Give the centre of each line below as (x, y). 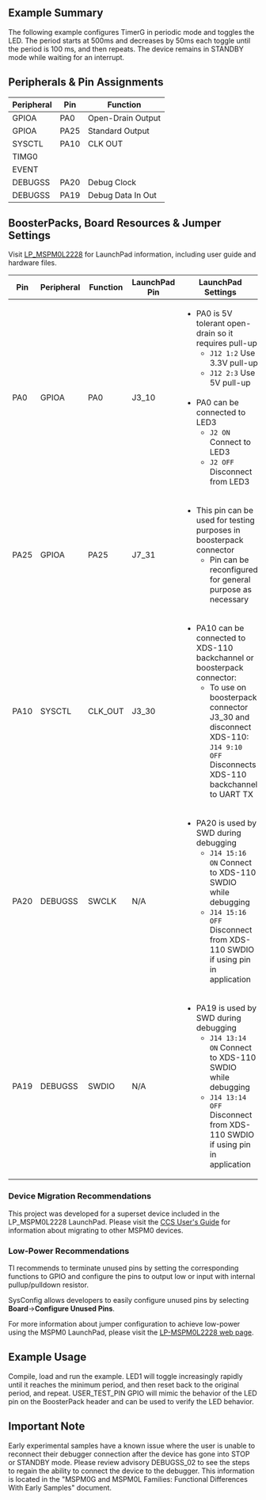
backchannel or (226, 658)
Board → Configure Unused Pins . (61, 1308)
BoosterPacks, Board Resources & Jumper (115, 224)
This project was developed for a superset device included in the (114, 1213)
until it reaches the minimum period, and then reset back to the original (123, 1384)
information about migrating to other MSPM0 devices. (96, 1230)
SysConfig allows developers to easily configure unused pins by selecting (129, 1301)
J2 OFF (222, 463)
